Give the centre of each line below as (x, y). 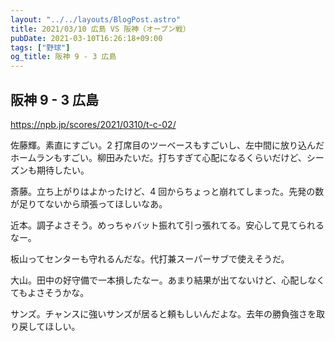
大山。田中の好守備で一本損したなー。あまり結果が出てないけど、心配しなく (168, 280)
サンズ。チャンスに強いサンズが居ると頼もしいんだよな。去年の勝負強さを (163, 313)
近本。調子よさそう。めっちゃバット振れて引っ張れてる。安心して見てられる (167, 225)
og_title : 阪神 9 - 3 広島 (63, 57)
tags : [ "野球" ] (40, 47)
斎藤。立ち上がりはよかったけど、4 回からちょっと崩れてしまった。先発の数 (167, 191)
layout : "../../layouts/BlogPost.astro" (96, 19)
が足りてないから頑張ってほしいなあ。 (89, 203)
